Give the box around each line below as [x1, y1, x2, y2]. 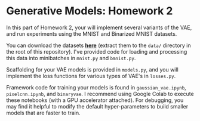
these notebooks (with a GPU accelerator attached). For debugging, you [6, 97, 184, 104]
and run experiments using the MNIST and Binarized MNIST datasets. [6, 30, 177, 37]
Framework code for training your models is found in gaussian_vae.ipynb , [6, 83, 186, 91]
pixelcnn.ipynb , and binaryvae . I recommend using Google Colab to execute [6, 90, 194, 97]
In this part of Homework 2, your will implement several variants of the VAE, [6, 24, 192, 31]
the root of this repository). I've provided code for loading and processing [6, 48, 187, 55]
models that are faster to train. [6, 109, 81, 116]
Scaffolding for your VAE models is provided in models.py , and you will [6, 66, 179, 73]
